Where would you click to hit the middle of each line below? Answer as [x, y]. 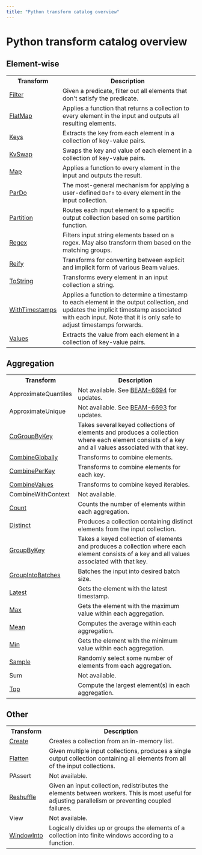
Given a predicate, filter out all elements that [125, 91]
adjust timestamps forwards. [103, 325]
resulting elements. [89, 123]
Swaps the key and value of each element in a [127, 150]
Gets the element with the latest [123, 589]
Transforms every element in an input [115, 277]
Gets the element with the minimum [128, 641]
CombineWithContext [40, 495]
